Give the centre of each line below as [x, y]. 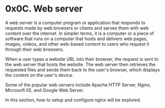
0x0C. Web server [44, 9]
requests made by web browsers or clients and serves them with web [77, 28]
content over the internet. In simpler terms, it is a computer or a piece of [79, 33]
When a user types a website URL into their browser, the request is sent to [82, 59]
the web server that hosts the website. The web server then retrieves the [80, 64]
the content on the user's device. [39, 75]
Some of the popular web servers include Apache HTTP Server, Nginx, [78, 85]
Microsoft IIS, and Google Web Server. [45, 90]
